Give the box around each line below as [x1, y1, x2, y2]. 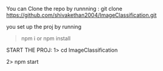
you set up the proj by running [6, 23, 82, 30]
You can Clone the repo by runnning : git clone [6, 5, 123, 12]
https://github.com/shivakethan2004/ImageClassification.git [6, 11, 157, 19]
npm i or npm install [21, 35, 71, 42]
